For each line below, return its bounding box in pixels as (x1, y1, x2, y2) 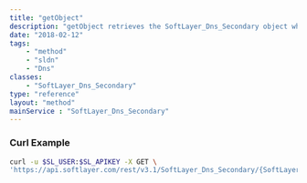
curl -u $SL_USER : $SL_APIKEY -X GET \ (9, 157, 157, 167)
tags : (9, 38, 30, 48)
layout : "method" (9, 97, 76, 107)
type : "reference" (9, 89, 79, 98)
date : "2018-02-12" (9, 30, 84, 39)
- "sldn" (26, 56, 59, 65)
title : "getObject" (9, 13, 84, 23)
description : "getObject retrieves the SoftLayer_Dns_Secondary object (9, 22, 288, 31)
